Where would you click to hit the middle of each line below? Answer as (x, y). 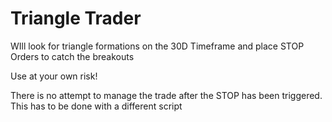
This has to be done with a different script (96, 106)
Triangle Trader (76, 18)
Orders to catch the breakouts (72, 56)
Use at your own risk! (54, 76)
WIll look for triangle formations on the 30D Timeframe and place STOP (157, 46)
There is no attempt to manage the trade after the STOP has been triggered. (166, 95)
